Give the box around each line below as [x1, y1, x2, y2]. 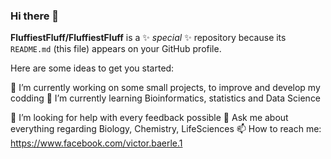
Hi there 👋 [10, 9, 60, 23]
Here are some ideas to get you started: [10, 62, 175, 74]
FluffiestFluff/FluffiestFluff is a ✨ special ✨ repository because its [10, 32, 287, 44]
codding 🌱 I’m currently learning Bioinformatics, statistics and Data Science [10, 92, 322, 104]
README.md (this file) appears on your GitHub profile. [10, 43, 222, 55]
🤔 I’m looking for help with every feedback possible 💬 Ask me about [10, 112, 289, 124]
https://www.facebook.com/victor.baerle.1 [10, 137, 183, 149]
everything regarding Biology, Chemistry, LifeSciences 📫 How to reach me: [10, 123, 322, 135]
